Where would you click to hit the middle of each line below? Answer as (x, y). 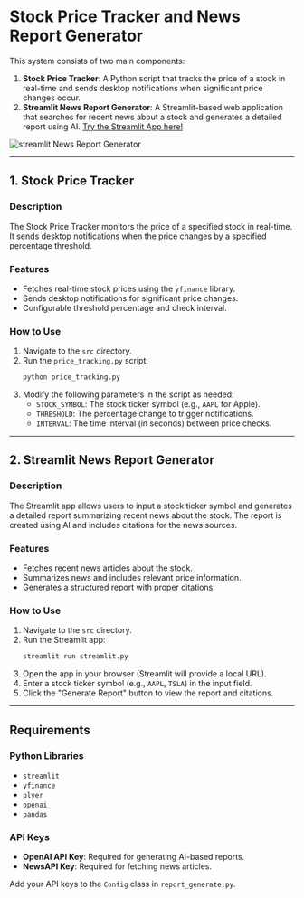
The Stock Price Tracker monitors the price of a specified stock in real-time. (151, 226)
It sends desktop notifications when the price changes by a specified (138, 236)
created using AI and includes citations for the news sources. (123, 525)
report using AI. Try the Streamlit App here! (103, 126)
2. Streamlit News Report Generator (112, 460)
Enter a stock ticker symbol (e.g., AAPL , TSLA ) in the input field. (137, 684)
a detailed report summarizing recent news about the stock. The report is (146, 515)
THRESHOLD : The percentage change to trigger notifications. (145, 414)
